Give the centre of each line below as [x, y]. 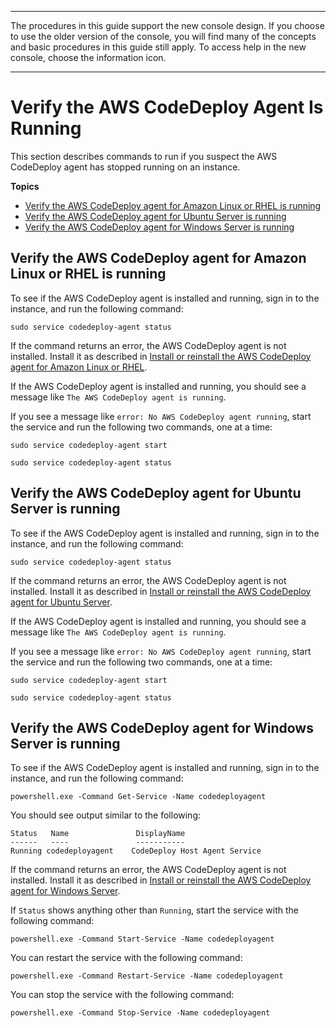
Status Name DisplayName [98, 834]
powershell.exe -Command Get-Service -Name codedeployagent [138, 797]
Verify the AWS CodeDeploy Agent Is [167, 107]
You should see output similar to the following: [106, 815]
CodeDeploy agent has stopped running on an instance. [125, 167]
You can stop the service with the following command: [122, 995]
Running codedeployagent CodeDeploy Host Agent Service [136, 851]
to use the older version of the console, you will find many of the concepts [163, 36]
